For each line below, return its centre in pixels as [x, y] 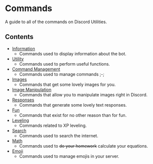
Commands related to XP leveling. [53, 125]
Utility [18, 59]
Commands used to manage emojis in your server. [69, 156]
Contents [19, 37]
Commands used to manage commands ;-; [62, 74]
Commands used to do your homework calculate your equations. [83, 146]
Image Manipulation [32, 89]
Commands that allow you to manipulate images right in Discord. [83, 95]
